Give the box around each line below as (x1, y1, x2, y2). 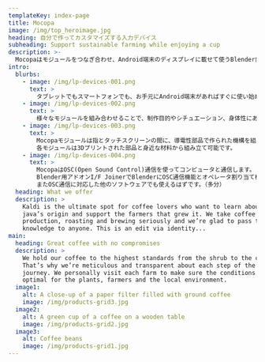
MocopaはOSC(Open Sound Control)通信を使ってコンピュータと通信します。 (36, 166, 256, 174)
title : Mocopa (8, 19, 55, 27)
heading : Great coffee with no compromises (15, 239, 160, 247)
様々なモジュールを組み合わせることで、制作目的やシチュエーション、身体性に (36, 115, 252, 123)
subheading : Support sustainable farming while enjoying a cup (8, 41, 221, 49)
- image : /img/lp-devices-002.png (22, 100, 136, 107)
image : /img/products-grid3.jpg (22, 298, 129, 306)
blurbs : (15, 70, 41, 78)
